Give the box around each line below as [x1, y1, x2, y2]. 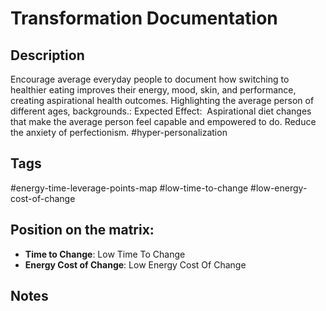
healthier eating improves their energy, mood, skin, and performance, [10, 84, 297, 96]
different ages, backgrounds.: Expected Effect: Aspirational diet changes [10, 105, 312, 117]
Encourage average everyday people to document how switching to [10, 73, 290, 85]
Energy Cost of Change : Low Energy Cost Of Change [24, 258, 247, 271]
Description [10, 47, 85, 64]
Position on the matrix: [10, 222, 155, 239]
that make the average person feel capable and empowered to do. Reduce [10, 116, 317, 127]
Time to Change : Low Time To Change [24, 248, 186, 260]
